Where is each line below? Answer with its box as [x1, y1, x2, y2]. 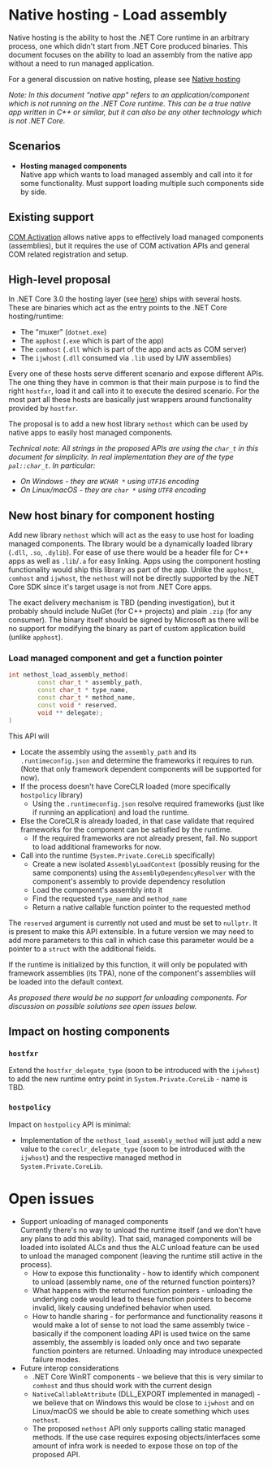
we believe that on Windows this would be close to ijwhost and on [32, 1397, 255, 1407]
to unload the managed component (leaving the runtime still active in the [19, 1251, 263, 1261]
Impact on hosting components [8, 1025, 171, 1038]
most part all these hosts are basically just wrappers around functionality [8, 395, 253, 405]
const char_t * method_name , [37, 694, 136, 702]
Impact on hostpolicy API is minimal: [8, 1119, 132, 1129]
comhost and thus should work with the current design [32, 1380, 213, 1390]
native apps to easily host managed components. [8, 428, 173, 438]
